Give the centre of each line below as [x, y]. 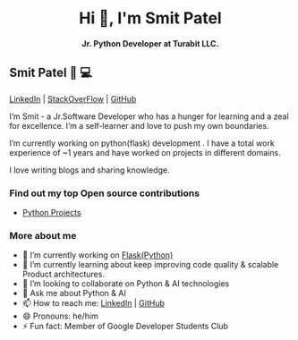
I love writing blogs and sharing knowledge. [89, 170]
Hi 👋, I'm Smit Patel [150, 18]
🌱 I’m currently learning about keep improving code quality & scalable [150, 265]
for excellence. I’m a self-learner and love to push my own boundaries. [140, 125]
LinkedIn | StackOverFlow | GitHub [73, 98]
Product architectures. [64, 274]
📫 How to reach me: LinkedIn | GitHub [94, 303]
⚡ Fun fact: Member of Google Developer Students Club [125, 327]
